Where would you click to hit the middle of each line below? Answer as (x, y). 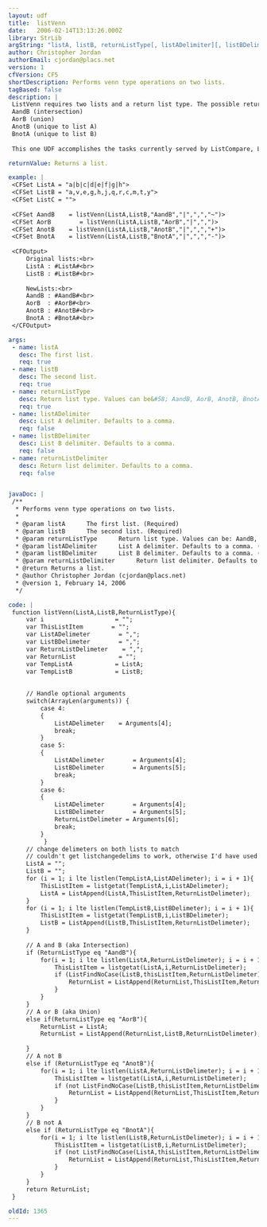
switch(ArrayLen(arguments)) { (77, 701)
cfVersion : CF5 (33, 75)
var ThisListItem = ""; (77, 627)
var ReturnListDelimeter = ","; (85, 649)
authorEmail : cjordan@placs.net (62, 60)
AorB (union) (33, 119)
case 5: (53, 746)
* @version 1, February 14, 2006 (71, 583)
